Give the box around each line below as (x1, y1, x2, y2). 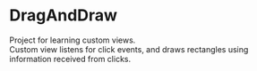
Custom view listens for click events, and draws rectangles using (9, 43, 249, 54)
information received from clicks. (9, 53, 132, 64)
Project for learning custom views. (9, 35, 136, 45)
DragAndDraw (9, 5, 118, 26)
